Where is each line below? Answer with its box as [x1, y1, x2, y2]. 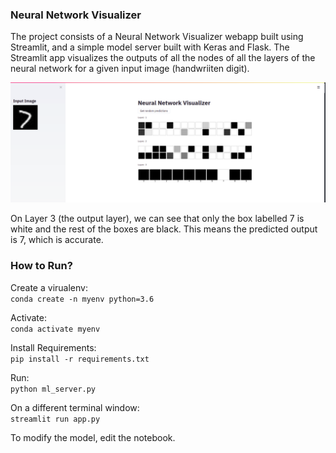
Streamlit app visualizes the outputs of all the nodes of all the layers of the [10, 52, 316, 64]
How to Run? [10, 259, 73, 273]
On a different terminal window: [10, 401, 140, 413]
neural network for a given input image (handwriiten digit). [10, 63, 250, 75]
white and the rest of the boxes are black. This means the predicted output [10, 223, 318, 235]
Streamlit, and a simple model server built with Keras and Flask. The [10, 41, 290, 53]
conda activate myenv [10, 324, 101, 334]
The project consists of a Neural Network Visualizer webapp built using [10, 31, 304, 43]
